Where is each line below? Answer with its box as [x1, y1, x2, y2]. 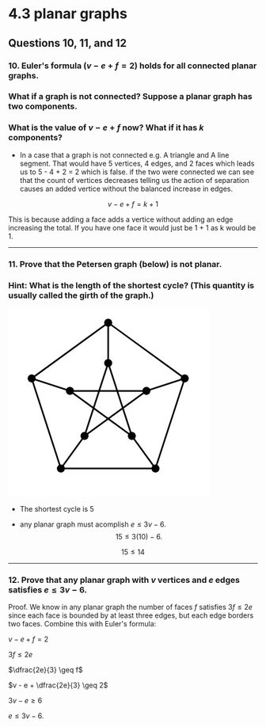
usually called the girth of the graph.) [8, 290, 154, 301]
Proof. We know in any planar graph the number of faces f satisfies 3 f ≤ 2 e [8, 603, 253, 612]
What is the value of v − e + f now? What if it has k [8, 122, 204, 133]
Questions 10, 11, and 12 [8, 36, 127, 50]
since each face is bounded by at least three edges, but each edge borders [8, 611, 254, 620]
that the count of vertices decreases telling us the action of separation [19, 175, 249, 185]
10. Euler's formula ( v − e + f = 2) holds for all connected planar [8, 60, 257, 71]
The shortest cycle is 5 [19, 504, 95, 513]
